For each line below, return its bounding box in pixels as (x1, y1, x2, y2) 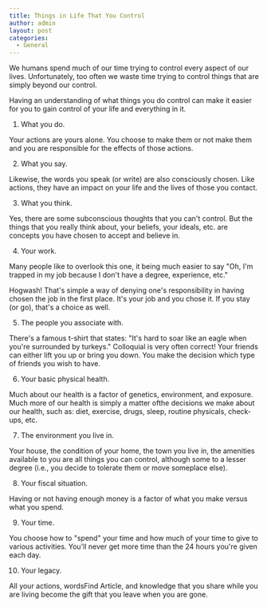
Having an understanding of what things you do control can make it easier (9, 96, 252, 105)
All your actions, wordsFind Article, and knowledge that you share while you (9, 581, 258, 591)
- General (16, 41, 49, 49)
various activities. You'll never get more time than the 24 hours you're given (9, 542, 257, 551)
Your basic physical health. (20, 374, 110, 384)
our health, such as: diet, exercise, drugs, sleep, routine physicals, (9, 407, 226, 416)
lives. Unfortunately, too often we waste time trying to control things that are (9, 72, 260, 81)
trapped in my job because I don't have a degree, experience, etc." (9, 270, 229, 280)
